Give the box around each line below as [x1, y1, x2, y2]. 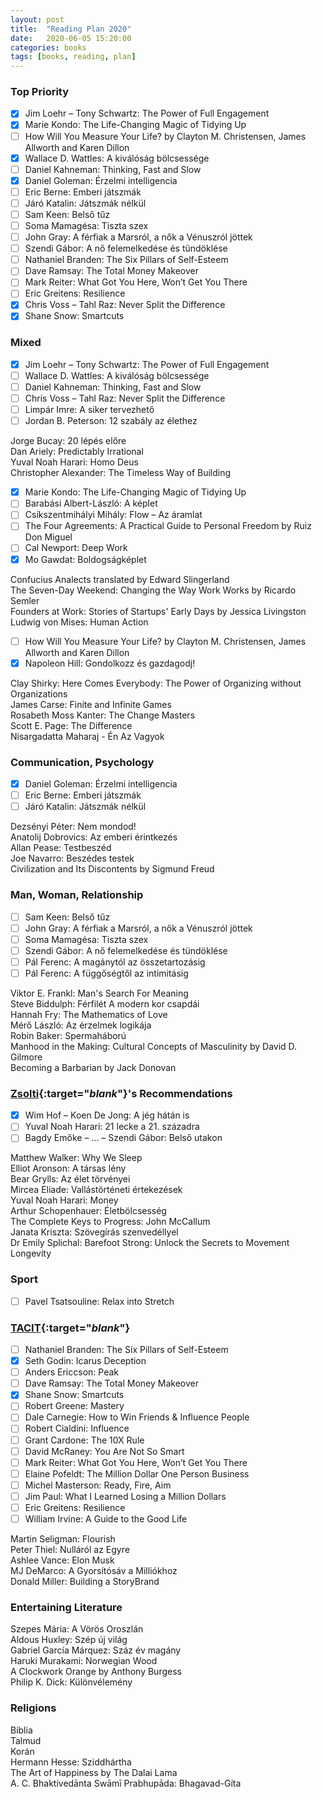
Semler [10, 594, 40, 606]
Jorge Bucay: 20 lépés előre [10, 435, 127, 447]
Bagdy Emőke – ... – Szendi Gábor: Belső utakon [24, 1132, 223, 1144]
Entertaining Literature [10, 1600, 123, 1614]
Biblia [10, 1724, 33, 1736]
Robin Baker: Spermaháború [10, 1029, 127, 1041]
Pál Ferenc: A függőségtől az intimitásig [24, 967, 189, 979]
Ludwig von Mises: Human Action [10, 616, 149, 628]
